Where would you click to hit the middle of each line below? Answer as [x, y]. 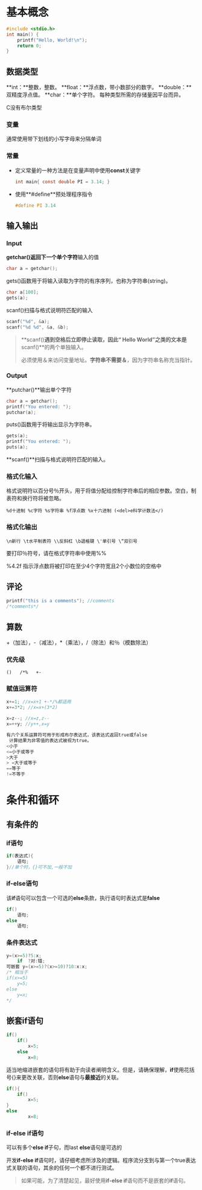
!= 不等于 [16, 774]
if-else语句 [22, 884]
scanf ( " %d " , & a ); [28, 321]
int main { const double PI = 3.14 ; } [62, 181]
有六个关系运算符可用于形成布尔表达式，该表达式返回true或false [77, 735]
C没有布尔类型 [24, 108]
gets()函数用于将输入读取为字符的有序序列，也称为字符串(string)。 [89, 281]
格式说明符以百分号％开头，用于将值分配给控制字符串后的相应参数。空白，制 [101, 491]
